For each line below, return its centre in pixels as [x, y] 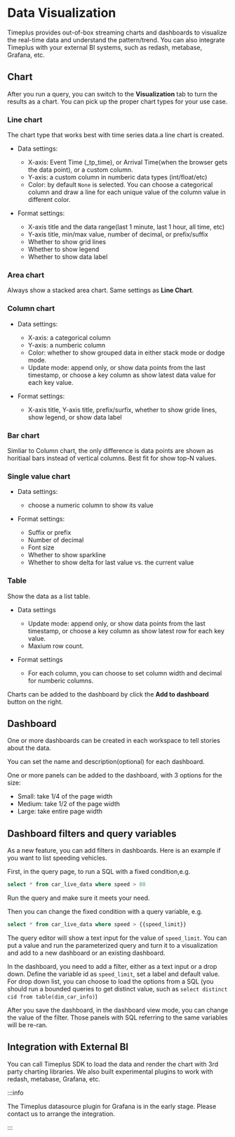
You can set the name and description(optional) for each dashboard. [106, 762]
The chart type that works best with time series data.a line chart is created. [116, 135]
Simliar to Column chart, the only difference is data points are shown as [110, 450]
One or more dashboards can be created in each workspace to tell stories [114, 741]
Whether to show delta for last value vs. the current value [111, 563]
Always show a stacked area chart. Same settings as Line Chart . [101, 291]
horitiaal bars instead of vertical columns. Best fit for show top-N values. [112, 458]
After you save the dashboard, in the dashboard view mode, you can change [118, 1010]
